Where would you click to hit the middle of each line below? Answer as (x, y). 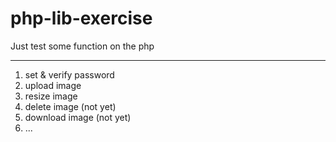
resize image (51, 96)
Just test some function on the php (82, 46)
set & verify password (69, 74)
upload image (53, 85)
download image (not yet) (78, 117)
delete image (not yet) (70, 106)
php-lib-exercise (81, 18)
